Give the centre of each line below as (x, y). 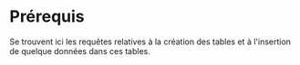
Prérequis (47, 17)
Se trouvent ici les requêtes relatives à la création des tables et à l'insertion (150, 42)
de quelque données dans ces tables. (80, 51)
